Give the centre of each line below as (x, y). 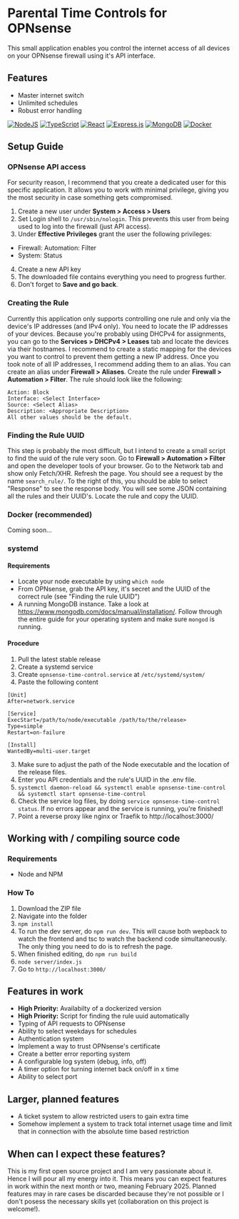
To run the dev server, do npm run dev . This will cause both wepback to (122, 931)
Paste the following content (58, 682)
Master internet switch (51, 95)
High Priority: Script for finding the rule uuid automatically (103, 1016)
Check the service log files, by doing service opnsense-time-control (119, 801)
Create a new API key (49, 270)
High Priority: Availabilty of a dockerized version (90, 1009)
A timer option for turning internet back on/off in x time (98, 1069)
